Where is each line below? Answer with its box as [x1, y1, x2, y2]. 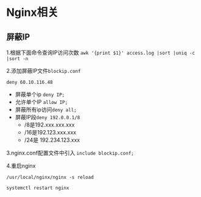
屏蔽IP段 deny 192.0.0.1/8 [15, 114, 80, 120]
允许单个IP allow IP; [15, 98, 68, 105]
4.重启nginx [6, 162, 36, 169]
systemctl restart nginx [6, 185, 69, 191]
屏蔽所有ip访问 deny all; [15, 106, 77, 113]
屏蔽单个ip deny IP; [15, 91, 65, 98]
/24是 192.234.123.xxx [24, 136, 80, 143]
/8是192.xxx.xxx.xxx [24, 121, 75, 128]
